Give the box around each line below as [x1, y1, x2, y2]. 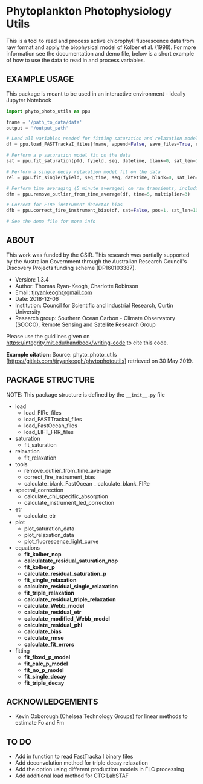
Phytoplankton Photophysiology [6, 4, 172, 18]
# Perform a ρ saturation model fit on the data [6, 153, 131, 159]
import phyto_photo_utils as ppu [6, 108, 91, 114]
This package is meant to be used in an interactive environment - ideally [6, 90, 186, 97]
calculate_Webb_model [24, 602, 85, 609]
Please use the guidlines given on [6, 332, 90, 340]
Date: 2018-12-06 [14, 295, 59, 302]
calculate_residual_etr [24, 608, 82, 616]
